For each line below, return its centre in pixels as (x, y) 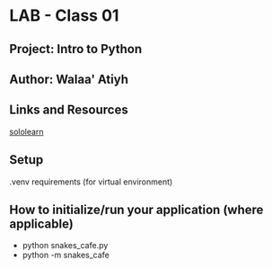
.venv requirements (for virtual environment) (91, 182)
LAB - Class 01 (64, 16)
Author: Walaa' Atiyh (69, 79)
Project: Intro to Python (76, 49)
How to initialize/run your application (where (136, 209)
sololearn (26, 131)
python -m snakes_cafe (66, 255)
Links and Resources (69, 110)
